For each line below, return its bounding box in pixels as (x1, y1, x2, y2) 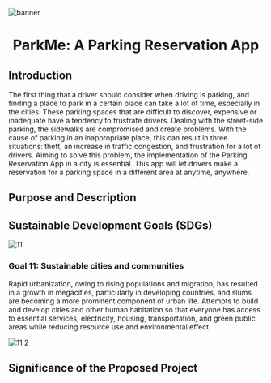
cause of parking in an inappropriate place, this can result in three (8, 133, 228, 142)
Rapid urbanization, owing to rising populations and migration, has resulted (8, 278, 259, 288)
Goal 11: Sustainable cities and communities (8, 260, 184, 272)
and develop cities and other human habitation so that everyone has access (8, 304, 261, 314)
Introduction (8, 68, 73, 82)
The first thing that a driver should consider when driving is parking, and (8, 90, 250, 99)
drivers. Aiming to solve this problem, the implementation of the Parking (8, 150, 248, 160)
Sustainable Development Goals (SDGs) (8, 218, 213, 232)
